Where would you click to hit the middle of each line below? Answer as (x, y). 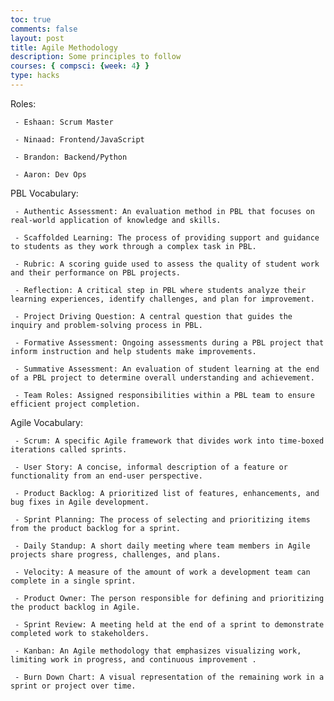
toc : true (31, 19)
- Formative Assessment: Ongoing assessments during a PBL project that (169, 342)
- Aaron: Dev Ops (50, 174)
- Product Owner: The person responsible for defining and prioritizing (169, 598)
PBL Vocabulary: (44, 193)
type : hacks (35, 76)
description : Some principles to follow (96, 57)
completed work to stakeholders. (80, 633)
